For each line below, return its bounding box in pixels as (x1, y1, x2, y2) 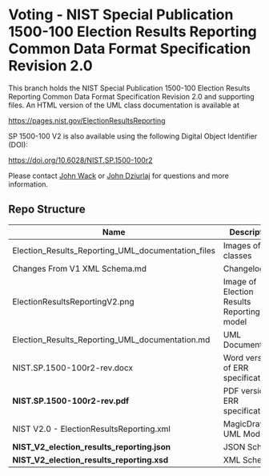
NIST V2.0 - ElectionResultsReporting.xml (12, 423, 171, 434)
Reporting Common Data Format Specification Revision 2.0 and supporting (8, 91, 255, 101)
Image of (223, 276, 257, 287)
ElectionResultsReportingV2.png (12, 296, 134, 307)
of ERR (223, 362, 249, 373)
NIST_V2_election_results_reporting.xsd (12, 454, 169, 466)
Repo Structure (8, 203, 86, 216)
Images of (223, 240, 262, 251)
